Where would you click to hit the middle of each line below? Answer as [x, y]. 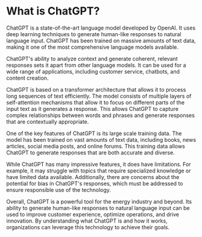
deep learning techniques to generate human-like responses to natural [94, 34]
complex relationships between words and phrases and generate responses [100, 115]
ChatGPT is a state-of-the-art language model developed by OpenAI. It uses [101, 28]
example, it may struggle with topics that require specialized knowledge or [99, 171]
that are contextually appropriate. [48, 121]
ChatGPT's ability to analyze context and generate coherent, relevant [92, 58]
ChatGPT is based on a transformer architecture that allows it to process [96, 89]
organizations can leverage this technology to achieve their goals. [88, 227]
